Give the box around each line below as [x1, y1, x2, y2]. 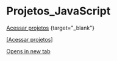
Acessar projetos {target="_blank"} [6, 24, 95, 31]
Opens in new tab [6, 47, 51, 55]
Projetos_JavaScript [6, 4, 111, 18]
